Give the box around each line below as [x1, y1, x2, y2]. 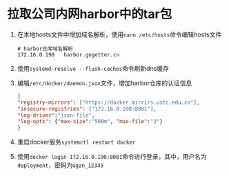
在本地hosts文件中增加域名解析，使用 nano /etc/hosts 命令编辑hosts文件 [17, 30, 222, 38]
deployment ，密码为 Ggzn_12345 [17, 161, 103, 169]
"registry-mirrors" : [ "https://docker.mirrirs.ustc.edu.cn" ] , [17, 99, 200, 106]
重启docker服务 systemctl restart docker [17, 138, 136, 146]
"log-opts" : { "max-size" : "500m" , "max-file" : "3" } [17, 118, 163, 125]
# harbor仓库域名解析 [17, 45, 74, 52]
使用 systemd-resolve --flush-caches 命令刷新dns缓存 [17, 64, 169, 72]
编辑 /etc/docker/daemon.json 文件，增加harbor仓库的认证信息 [17, 78, 192, 87]
